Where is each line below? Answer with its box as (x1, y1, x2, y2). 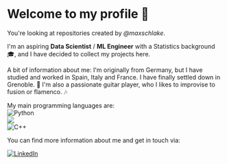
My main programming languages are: (7, 101, 115, 109)
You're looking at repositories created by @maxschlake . (7, 29, 166, 37)
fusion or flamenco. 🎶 (7, 87, 68, 95)
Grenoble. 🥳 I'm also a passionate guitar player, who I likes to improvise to (7, 80, 216, 89)
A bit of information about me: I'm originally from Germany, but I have (7, 65, 203, 74)
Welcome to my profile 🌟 (7, 6, 150, 22)
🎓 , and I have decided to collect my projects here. (7, 49, 151, 58)
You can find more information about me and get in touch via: (7, 136, 180, 144)
